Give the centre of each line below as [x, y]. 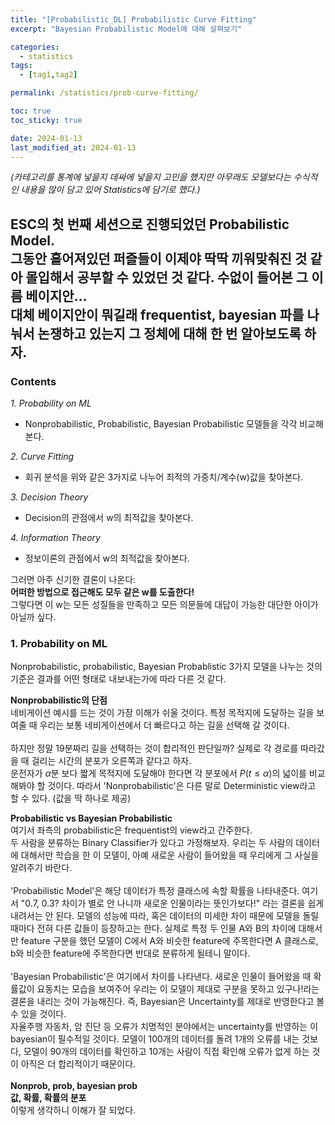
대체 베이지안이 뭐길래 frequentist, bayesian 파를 [157, 314]
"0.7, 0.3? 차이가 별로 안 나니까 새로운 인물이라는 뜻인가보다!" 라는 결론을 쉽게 [172, 903]
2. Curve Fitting [42, 457]
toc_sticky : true [46, 120]
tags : [21, 66]
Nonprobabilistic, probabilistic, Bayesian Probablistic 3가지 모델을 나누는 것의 [166, 667]
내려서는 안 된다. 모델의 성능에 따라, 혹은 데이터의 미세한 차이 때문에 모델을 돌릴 [165, 916]
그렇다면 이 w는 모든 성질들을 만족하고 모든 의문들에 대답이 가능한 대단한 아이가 [164, 605]
